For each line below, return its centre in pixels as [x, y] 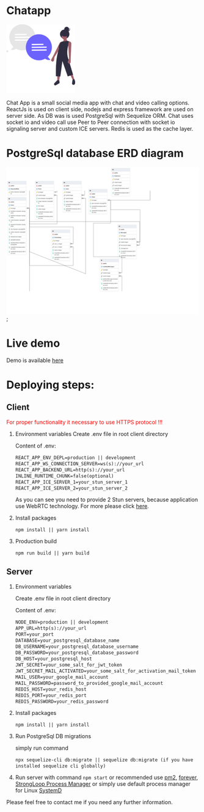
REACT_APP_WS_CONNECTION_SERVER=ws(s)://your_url [80, 464]
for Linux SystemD [38, 790]
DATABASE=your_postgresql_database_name [67, 640]
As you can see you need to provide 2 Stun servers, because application [107, 499]
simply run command [42, 748]
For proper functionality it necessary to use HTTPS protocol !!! [85, 422]
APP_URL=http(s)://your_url [51, 628]
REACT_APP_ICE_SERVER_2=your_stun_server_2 [71, 488]
